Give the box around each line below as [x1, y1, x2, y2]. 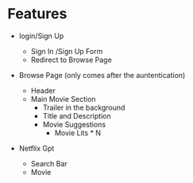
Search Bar [30, 158, 68, 168]
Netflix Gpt [18, 143, 55, 153]
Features [7, 5, 68, 23]
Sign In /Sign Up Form [30, 46, 103, 56]
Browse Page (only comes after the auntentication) [18, 70, 186, 80]
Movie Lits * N [54, 128, 101, 138]
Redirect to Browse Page [30, 55, 112, 64]
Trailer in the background [42, 103, 125, 112]
